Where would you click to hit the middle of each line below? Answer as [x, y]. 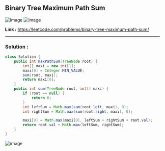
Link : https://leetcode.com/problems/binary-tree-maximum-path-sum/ [77, 29]
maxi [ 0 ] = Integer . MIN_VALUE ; [54, 71]
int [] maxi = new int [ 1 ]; [49, 66]
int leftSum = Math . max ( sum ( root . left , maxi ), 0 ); [76, 107]
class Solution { [23, 57]
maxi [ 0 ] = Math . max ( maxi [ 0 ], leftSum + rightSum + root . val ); [88, 120]
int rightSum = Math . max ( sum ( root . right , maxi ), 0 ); [78, 112]
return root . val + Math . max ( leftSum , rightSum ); [73, 125]
